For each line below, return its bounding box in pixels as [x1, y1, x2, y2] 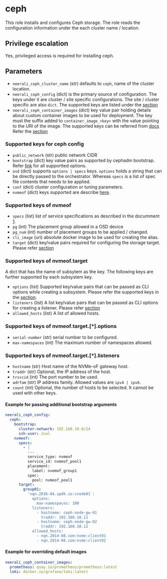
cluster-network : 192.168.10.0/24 [18, 426, 91, 431]
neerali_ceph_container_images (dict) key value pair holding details [12, 107, 151, 113]
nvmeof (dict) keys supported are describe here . [12, 189, 110, 195]
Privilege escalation [5, 39, 68, 48]
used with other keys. [12, 390, 57, 396]
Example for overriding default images [5, 548, 86, 555]
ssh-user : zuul [18, 431, 50, 436]
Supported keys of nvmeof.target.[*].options [5, 323, 117, 330]
